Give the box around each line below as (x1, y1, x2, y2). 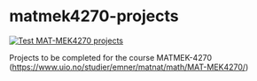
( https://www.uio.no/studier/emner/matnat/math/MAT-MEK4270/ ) (9, 62, 249, 72)
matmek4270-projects (9, 6, 179, 26)
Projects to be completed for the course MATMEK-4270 (9, 52, 213, 63)
